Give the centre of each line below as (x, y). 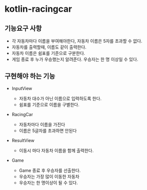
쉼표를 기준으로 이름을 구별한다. (49, 104)
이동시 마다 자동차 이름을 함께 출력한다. (56, 150)
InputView (22, 88)
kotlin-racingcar (38, 9)
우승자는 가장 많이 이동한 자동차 (49, 176)
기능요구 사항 (23, 28)
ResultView (23, 140)
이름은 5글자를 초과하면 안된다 (48, 130)
